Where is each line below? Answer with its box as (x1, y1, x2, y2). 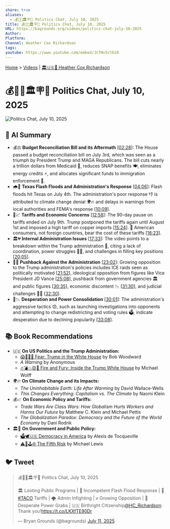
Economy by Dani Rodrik (20, 420, 72, 426)
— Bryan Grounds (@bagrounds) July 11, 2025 (17, 518, 115, 524)
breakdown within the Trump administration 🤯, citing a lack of (12, 243, 141, 249)
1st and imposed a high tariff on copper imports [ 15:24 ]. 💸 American (12, 225, 155, 231)
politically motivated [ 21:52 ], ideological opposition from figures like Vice (12, 270, 165, 276)
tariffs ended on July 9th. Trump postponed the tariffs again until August (12, 219, 164, 225)
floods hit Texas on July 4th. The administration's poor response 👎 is (12, 191, 158, 197)
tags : (5, 45, 17, 50)
